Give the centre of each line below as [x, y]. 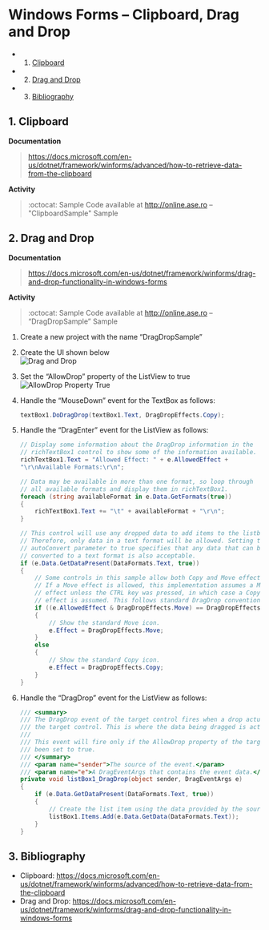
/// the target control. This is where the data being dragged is [133, 727]
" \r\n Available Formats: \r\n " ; [72, 467]
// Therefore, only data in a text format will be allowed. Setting [137, 541]
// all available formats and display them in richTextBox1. [124, 489]
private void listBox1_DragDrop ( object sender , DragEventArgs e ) [131, 779]
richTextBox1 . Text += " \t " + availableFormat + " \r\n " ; [130, 511]
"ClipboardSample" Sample [73, 213]
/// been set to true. [58, 749]
